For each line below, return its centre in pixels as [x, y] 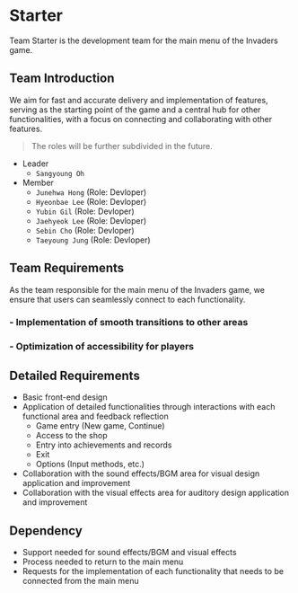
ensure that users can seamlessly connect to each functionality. [127, 299]
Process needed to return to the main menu [103, 562]
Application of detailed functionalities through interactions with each [149, 407]
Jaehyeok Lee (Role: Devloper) [91, 220]
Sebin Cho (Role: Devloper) [85, 230]
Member [38, 182]
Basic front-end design [65, 397]
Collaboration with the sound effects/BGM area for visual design [141, 474]
